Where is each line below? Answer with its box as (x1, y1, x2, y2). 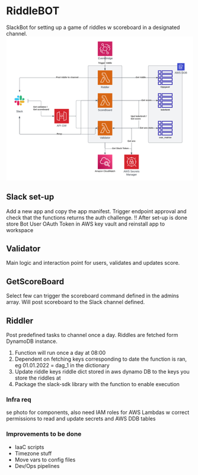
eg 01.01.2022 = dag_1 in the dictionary (14, 362, 110, 369)
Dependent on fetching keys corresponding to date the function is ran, (14, 355, 187, 362)
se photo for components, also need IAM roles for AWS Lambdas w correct (6, 409, 190, 416)
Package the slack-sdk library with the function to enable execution (14, 381, 180, 388)
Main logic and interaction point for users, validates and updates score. (6, 259, 180, 267)
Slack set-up (6, 192, 55, 202)
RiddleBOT (6, 4, 60, 18)
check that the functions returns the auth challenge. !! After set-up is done (6, 214, 188, 221)
